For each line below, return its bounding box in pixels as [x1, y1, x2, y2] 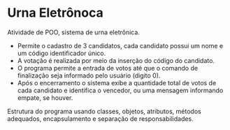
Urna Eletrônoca [7, 5, 103, 21]
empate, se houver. [17, 93, 73, 102]
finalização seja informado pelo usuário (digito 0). [17, 71, 161, 80]
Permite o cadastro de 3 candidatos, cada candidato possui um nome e [17, 41, 224, 50]
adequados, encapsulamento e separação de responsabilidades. [7, 114, 194, 123]
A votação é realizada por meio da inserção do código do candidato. [17, 56, 215, 64]
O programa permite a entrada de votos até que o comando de [17, 64, 198, 72]
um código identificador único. [17, 49, 106, 57]
